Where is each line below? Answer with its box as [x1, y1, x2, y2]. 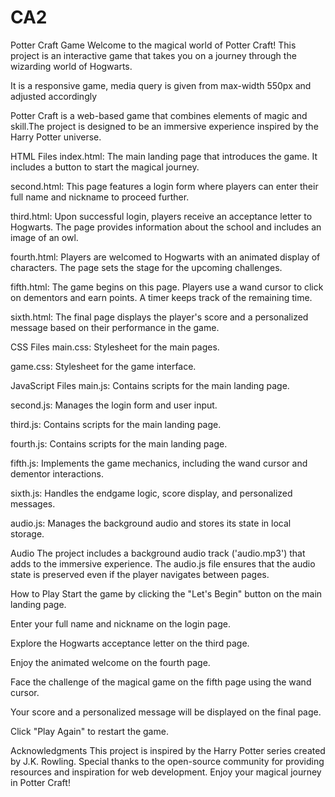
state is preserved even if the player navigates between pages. [10, 568, 270, 580]
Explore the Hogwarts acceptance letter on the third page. [10, 637, 250, 649]
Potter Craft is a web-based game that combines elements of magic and [10, 109, 308, 121]
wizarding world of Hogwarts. [10, 60, 133, 72]
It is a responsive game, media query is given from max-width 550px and [10, 79, 312, 91]
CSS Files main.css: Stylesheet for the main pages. [10, 341, 220, 353]
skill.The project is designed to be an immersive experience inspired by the [10, 120, 319, 132]
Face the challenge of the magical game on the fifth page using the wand [10, 676, 312, 688]
